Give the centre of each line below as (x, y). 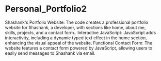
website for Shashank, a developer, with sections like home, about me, (75, 27)
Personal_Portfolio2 (46, 9)
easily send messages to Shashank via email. (50, 53)
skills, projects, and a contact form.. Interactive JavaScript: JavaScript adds (80, 32)
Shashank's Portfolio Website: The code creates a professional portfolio (77, 22)
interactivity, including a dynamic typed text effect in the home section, (76, 38)
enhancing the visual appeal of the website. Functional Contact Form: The (79, 43)
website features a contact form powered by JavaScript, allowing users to (79, 48)
